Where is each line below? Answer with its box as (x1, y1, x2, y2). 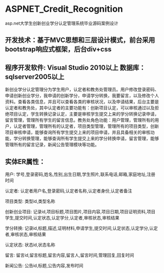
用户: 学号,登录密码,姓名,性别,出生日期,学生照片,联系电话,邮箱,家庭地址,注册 (5, 171, 156, 177)
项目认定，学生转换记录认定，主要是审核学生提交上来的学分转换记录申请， (9, 111, 159, 117)
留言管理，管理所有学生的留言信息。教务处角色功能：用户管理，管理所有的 (5, 117, 155, 123)
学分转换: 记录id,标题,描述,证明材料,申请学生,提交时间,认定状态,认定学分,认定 (5, 225, 158, 231)
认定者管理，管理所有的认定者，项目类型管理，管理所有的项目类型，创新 (13, 124, 159, 129)
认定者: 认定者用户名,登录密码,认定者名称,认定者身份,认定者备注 (5, 188, 133, 194)
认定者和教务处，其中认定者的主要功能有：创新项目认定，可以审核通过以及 (5, 105, 155, 111)
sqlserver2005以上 (5, 73, 64, 81)
